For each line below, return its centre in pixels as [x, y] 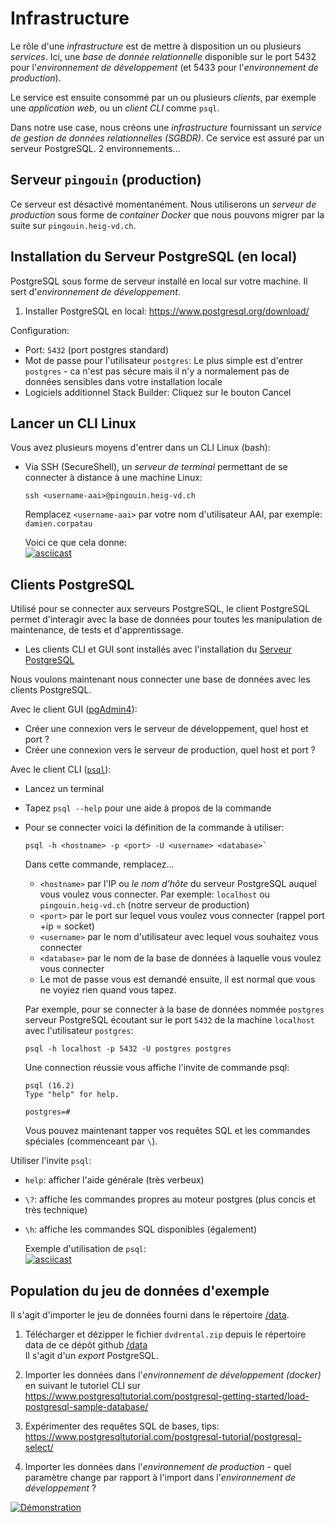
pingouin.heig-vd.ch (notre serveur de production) [144, 905]
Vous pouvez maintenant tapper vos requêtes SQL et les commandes [167, 1131]
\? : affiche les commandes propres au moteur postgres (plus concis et [170, 1199]
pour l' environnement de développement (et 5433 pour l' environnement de [164, 67]
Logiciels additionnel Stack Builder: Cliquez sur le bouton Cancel [158, 392]
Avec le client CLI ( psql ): [61, 769]
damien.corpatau [58, 524]
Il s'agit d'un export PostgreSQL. [92, 1355]
